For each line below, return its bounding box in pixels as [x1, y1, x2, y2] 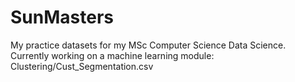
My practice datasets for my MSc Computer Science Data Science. [10, 39, 287, 51]
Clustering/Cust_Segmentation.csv [10, 60, 154, 72]
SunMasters [10, 6, 114, 29]
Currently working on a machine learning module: [10, 49, 215, 61]
